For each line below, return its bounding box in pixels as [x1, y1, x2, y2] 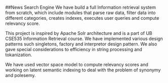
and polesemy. [5, 72, 36, 78]
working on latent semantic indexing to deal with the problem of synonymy [5, 67, 161, 73]
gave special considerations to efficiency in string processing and [5, 47, 143, 52]
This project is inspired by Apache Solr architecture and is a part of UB [5, 30, 153, 36]
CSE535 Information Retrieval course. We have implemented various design [5, 35, 163, 41]
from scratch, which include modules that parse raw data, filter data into [5, 10, 156, 16]
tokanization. [5, 52, 32, 58]
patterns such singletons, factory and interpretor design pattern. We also [5, 41, 157, 47]
